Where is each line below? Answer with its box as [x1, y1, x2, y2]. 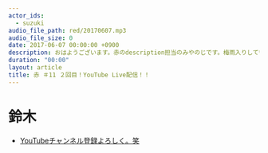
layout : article [8, 64, 62, 72]
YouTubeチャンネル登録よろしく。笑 [19, 135, 140, 145]
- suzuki [15, 19, 45, 27]
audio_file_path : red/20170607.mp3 [8, 26, 127, 34]
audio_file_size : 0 [8, 33, 73, 42]
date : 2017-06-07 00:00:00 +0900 [8, 41, 120, 49]
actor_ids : [8, 11, 45, 20]
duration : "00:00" [8, 57, 69, 65]
